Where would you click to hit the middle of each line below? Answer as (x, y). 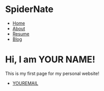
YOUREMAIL (25, 83)
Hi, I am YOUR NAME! (50, 60)
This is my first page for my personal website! (52, 73)
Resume (21, 34)
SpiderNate (29, 9)
